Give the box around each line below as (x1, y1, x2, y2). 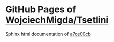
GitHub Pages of (5, 4, 76, 15)
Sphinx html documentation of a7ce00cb (5, 31, 91, 37)
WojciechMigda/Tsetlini (5, 14, 109, 26)
